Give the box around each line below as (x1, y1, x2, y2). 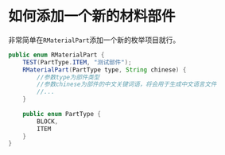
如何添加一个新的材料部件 (8, 7, 177, 25)
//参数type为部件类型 (37, 73, 100, 81)
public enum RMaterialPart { (8, 51, 105, 59)
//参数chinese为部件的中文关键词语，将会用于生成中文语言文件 (37, 80, 217, 88)
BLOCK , (37, 117, 59, 126)
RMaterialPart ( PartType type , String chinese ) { (22, 65, 187, 74)
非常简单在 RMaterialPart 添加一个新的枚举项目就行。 (8, 35, 180, 45)
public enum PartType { (22, 110, 102, 118)
